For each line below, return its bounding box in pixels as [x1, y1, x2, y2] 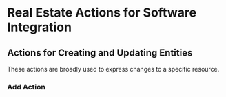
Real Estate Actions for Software [7, 5, 197, 21]
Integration [7, 19, 72, 35]
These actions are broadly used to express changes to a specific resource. [7, 65, 220, 73]
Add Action [7, 82, 46, 91]
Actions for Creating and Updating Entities [7, 47, 193, 58]
